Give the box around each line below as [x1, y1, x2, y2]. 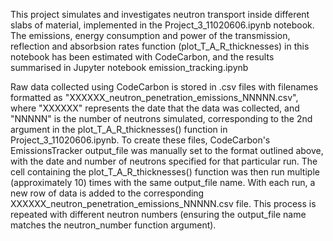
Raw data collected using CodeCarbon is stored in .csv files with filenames [10, 81, 319, 93]
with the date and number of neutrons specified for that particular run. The [10, 155, 318, 167]
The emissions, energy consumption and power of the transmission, [10, 30, 291, 41]
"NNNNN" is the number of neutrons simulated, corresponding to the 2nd [10, 113, 313, 124]
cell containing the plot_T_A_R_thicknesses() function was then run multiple [10, 166, 320, 178]
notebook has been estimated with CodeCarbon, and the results [10, 51, 275, 63]
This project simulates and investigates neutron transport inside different [10, 9, 310, 20]
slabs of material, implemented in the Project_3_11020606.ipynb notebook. [10, 19, 315, 31]
